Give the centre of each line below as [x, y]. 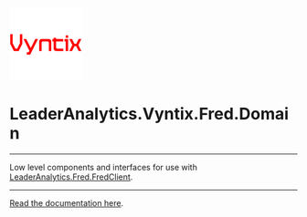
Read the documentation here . [67, 202]
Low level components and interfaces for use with [104, 167]
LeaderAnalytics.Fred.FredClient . [71, 177]
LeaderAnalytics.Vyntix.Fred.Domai [149, 114]
